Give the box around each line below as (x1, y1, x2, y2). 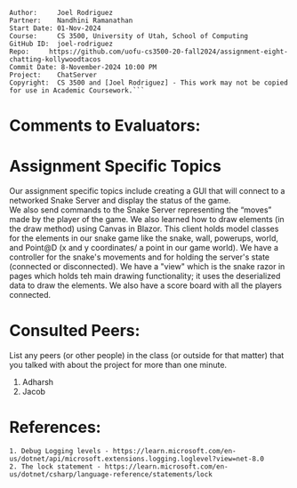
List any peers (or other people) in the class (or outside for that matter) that (9, 350, 285, 361)
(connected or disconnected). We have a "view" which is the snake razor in (9, 261, 285, 272)
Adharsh (21, 377, 54, 388)
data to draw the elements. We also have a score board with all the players (9, 280, 283, 291)
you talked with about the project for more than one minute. (9, 360, 228, 371)
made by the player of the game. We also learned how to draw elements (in (9, 214, 285, 225)
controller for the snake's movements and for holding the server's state (9, 252, 270, 262)
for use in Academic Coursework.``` (9, 86, 145, 95)
